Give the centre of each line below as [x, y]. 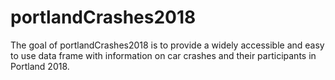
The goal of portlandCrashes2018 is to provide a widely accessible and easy [167, 45]
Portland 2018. [40, 66]
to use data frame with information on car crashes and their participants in [163, 55]
